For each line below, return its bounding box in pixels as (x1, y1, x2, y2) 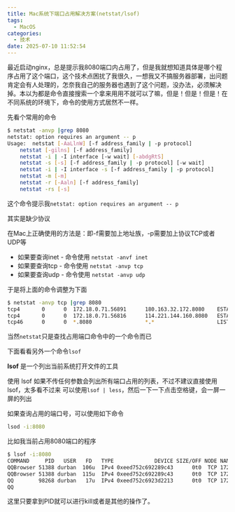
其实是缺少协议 (7, 214, 50, 222)
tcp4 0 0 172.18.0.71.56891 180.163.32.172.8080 (7, 306, 205, 313)
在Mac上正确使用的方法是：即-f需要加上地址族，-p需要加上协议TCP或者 (7, 229, 215, 237)
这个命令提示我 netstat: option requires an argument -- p (7, 199, 179, 208)
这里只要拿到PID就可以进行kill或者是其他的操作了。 (7, 497, 154, 506)
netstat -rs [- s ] (20, 185, 71, 193)
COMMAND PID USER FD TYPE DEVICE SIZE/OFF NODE (7, 457, 218, 464)
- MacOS (13, 23, 36, 30)
